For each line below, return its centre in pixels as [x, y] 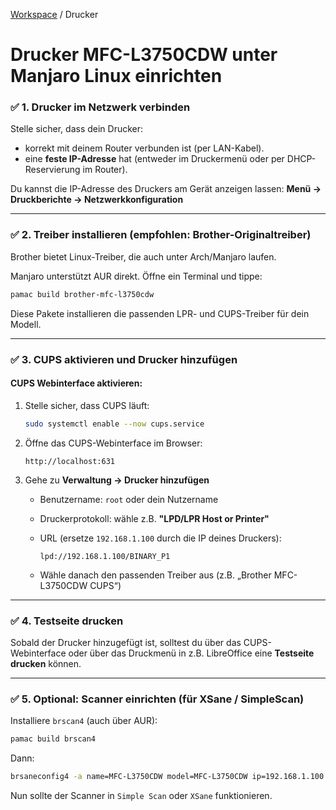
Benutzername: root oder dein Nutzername [129, 499]
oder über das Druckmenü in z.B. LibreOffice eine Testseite [191, 653]
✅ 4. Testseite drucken [67, 621]
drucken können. [46, 663]
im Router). [105, 170]
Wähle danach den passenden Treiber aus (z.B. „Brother [155, 575]
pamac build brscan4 [53, 739]
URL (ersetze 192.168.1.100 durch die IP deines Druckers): [160, 538]
